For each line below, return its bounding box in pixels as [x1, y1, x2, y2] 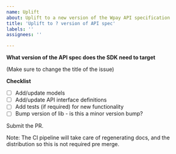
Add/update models [15, 89, 65, 97]
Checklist [6, 78, 32, 85]
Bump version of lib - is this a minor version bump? [15, 110, 143, 117]
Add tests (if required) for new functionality [15, 103, 124, 111]
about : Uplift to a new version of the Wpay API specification [6, 15, 171, 21]
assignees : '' [6, 32, 43, 38]
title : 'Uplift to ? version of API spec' [6, 20, 116, 26]
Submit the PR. [6, 122, 44, 130]
